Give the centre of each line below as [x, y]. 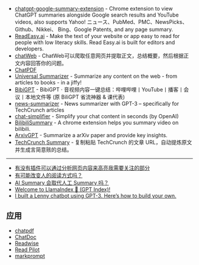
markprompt [30, 255]
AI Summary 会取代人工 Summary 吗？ [62, 183]
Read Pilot [27, 250]
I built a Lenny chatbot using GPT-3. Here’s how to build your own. [95, 196]
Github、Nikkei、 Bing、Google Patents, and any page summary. [94, 29]
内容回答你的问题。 [43, 63]
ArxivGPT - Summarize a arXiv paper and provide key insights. [91, 135]
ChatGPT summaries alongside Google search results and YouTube [97, 15]
